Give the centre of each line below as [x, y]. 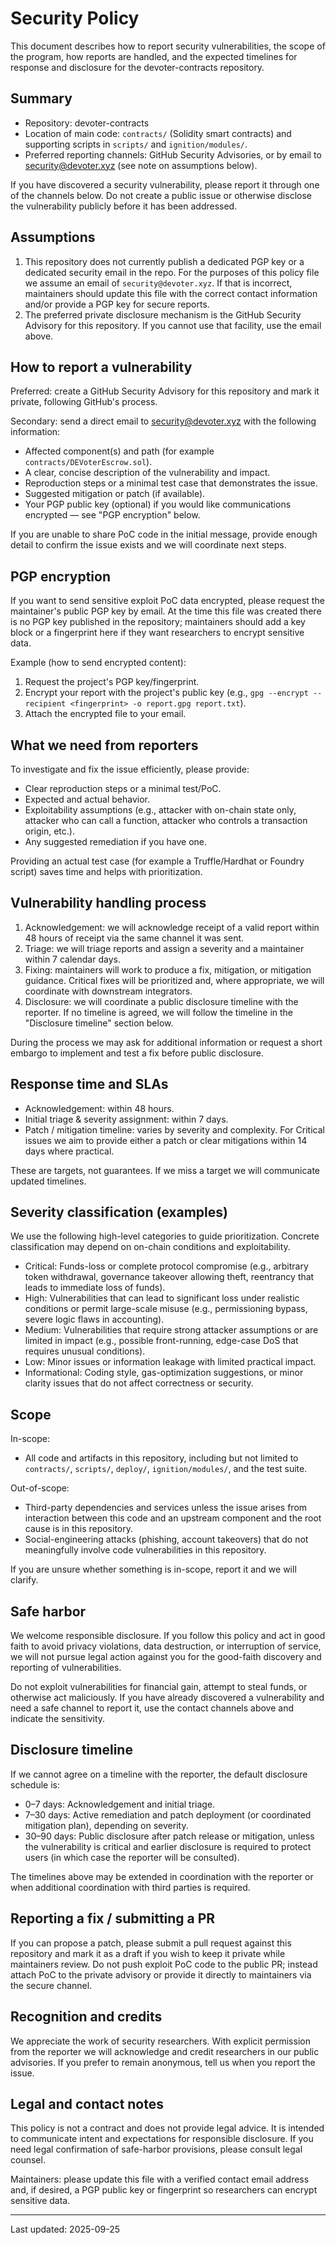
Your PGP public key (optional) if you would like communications [158, 504]
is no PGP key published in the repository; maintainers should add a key [158, 622]
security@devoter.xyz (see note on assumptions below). [141, 165]
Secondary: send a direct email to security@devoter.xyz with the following [163, 421]
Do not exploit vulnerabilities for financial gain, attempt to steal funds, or [159, 1687]
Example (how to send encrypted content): [98, 663]
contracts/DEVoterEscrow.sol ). [88, 462]
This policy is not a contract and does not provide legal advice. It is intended [167, 2128]
